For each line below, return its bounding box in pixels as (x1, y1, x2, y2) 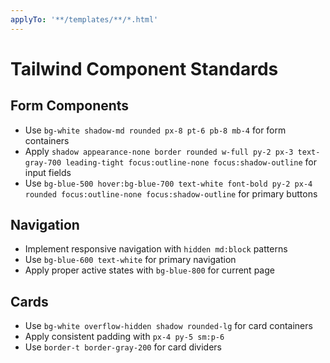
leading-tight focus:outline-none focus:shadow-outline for (65, 156, 318, 168)
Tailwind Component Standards (10, 57, 279, 80)
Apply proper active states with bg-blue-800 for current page (24, 264, 275, 276)
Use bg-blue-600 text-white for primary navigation (24, 254, 237, 266)
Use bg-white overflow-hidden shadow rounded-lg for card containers (24, 320, 313, 332)
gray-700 (24, 157, 62, 168)
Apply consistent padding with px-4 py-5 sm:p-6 (24, 331, 225, 343)
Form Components (10, 97, 130, 115)
